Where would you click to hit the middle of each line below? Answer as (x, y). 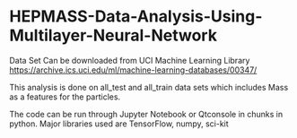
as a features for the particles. (65, 97)
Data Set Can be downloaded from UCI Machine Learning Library (130, 60)
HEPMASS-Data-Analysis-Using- (136, 17)
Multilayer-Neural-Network (114, 35)
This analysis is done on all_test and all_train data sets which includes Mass (149, 87)
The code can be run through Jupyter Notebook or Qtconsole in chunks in (146, 114)
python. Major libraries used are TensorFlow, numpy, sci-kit (119, 124)
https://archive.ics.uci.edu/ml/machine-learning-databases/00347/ (133, 70)
